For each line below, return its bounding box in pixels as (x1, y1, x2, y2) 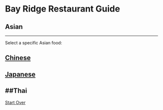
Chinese (5, 54, 31, 62)
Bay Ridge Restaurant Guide (5, 3, 120, 14)
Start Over (5, 99, 26, 105)
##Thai (5, 87, 28, 95)
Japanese (5, 70, 35, 78)
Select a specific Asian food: (5, 40, 62, 45)
